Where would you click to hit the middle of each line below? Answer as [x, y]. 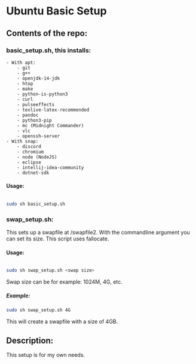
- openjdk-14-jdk [39, 78]
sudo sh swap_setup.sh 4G [38, 310]
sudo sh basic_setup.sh [36, 204]
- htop [25, 83]
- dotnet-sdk [33, 173]
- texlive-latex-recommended [53, 110]
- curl [25, 99]
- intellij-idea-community [50, 167]
